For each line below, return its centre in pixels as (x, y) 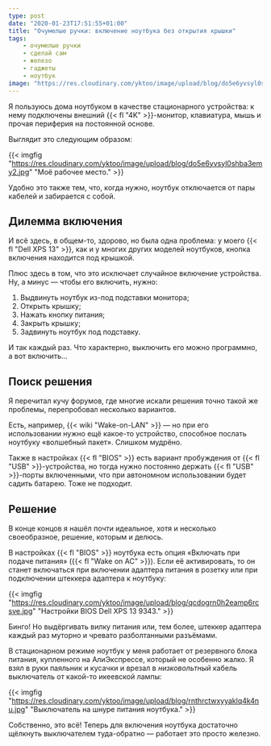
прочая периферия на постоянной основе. (81, 123)
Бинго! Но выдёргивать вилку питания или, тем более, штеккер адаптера (135, 627)
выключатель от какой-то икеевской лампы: (85, 676)
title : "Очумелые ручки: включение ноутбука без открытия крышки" (122, 31)
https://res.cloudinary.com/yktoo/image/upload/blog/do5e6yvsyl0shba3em (137, 163)
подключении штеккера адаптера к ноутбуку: (88, 578)
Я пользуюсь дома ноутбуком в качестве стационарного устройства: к (131, 106)
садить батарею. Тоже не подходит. (71, 484)
